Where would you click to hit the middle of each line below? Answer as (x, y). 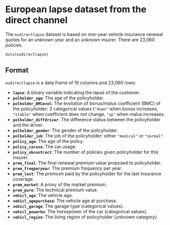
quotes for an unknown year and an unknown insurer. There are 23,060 (80, 40)
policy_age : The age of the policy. (48, 141)
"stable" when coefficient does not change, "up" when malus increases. (89, 114)
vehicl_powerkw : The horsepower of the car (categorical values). (80, 211)
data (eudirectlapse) (27, 54)
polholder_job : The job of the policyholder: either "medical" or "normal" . (88, 135)
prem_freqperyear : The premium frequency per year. (67, 168)
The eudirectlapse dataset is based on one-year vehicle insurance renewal (84, 34)
